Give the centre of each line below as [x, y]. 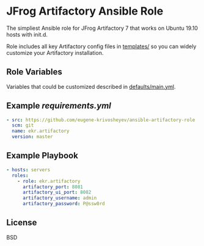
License [22, 223]
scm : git [23, 125]
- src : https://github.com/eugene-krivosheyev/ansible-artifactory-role [101, 120]
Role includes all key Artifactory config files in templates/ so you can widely [101, 46]
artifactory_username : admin [60, 198]
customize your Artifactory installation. [55, 52]
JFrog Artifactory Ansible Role [85, 11]
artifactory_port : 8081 [53, 187]
